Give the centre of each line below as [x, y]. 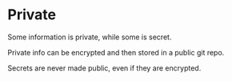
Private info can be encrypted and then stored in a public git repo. [116, 52]
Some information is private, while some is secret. [90, 37]
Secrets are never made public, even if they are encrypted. [104, 68]
